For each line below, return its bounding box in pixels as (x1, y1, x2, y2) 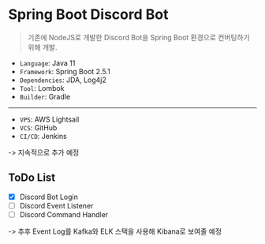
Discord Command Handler (19, 209, 109, 219)
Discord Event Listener (19, 201, 94, 210)
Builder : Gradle (19, 92, 71, 101)
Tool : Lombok (19, 83, 65, 92)
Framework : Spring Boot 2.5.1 (19, 66, 110, 76)
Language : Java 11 (19, 58, 76, 68)
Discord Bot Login (19, 192, 79, 201)
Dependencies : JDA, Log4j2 (19, 75, 106, 84)
